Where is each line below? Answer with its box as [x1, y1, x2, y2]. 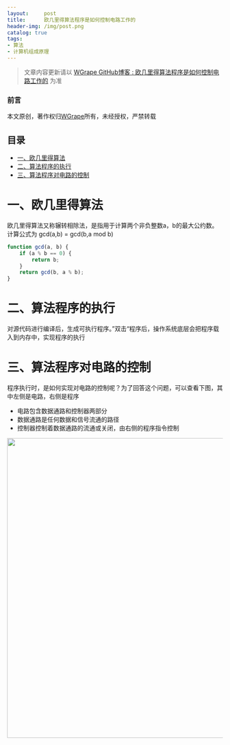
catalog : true [7, 29, 48, 36]
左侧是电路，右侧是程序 [12, 392, 79, 401]
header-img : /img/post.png [7, 23, 84, 29]
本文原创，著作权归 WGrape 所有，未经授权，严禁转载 [7, 112, 157, 121]
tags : [7, 36, 23, 42]
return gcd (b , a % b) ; [19, 269, 84, 276]
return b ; [31, 256, 60, 263]
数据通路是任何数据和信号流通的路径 [16, 415, 120, 424]
